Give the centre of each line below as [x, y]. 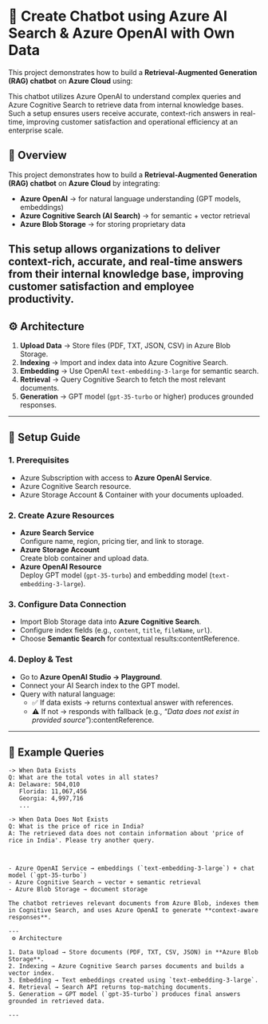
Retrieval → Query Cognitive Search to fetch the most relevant [122, 379]
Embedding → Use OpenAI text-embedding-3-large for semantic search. [139, 371]
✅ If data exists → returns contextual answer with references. [132, 702]
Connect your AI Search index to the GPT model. [100, 685]
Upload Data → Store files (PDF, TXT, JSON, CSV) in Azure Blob [125, 345]
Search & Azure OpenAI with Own [122, 33]
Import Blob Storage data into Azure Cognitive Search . [110, 621]
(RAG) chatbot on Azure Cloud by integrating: [85, 183]
